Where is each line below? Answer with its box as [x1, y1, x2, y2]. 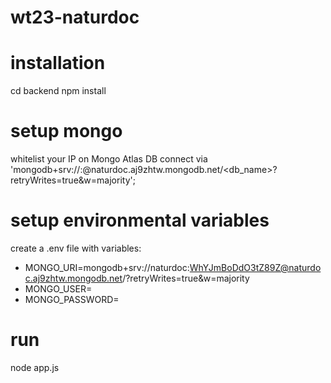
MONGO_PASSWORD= [24, 294, 120, 305]
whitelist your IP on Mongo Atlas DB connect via [10, 153, 208, 165]
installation [10, 52, 106, 75]
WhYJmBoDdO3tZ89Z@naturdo [189, 262, 322, 273]
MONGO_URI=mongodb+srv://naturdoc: [24, 262, 190, 273]
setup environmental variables [10, 209, 270, 232]
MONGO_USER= [24, 283, 93, 295]
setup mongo [10, 120, 123, 143]
